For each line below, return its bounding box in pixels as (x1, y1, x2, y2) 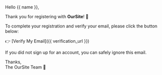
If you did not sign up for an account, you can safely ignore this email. (5, 50, 147, 55)
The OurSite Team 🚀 (5, 64, 46, 70)
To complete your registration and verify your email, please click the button (5, 23, 158, 29)
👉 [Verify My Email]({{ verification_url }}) (5, 38, 90, 44)
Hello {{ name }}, (5, 4, 39, 10)
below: (5, 28, 19, 34)
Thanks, (5, 59, 22, 65)
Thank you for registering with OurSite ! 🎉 (5, 14, 89, 19)
